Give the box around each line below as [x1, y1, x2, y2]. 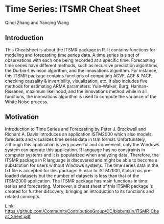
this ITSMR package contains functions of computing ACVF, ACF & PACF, [5, 72, 153, 79]
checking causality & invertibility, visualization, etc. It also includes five [5, 78, 148, 84]
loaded [5, 173, 20, 179]
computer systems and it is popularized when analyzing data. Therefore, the [5, 152, 159, 157]
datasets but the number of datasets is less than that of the [20, 173, 140, 179]
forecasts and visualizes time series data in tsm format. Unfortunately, [5, 136, 146, 142]
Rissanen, [5, 88, 25, 94]
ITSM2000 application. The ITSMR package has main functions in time [5, 178, 148, 184]
